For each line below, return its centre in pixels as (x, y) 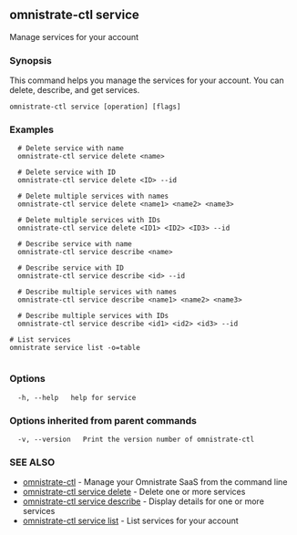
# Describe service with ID (71, 268)
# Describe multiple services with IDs (93, 316)
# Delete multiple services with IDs (89, 221)
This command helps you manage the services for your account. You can (147, 80)
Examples (32, 129)
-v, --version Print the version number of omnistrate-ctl (136, 439)
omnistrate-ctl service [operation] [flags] (95, 107)
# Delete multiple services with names (93, 196)
